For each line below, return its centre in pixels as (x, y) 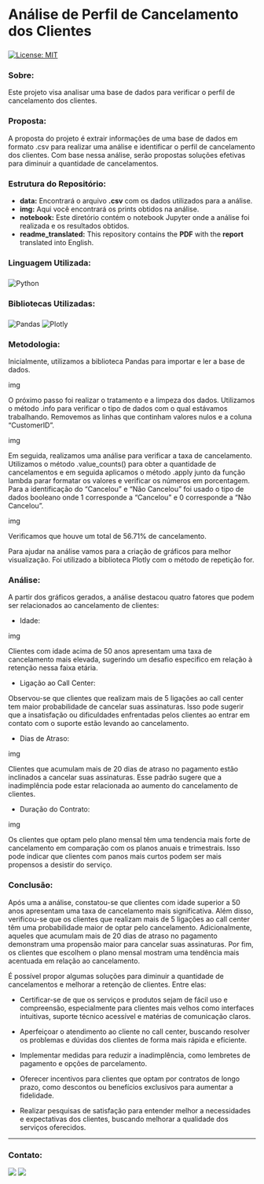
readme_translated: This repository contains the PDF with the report (131, 234)
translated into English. (57, 242)
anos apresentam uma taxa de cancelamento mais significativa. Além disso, (131, 911)
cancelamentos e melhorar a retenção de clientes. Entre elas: (107, 984)
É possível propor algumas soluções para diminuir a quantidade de (116, 976)
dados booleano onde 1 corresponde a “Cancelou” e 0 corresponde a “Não (130, 497)
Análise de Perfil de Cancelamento (123, 15)
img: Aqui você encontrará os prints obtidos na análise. (109, 209)
